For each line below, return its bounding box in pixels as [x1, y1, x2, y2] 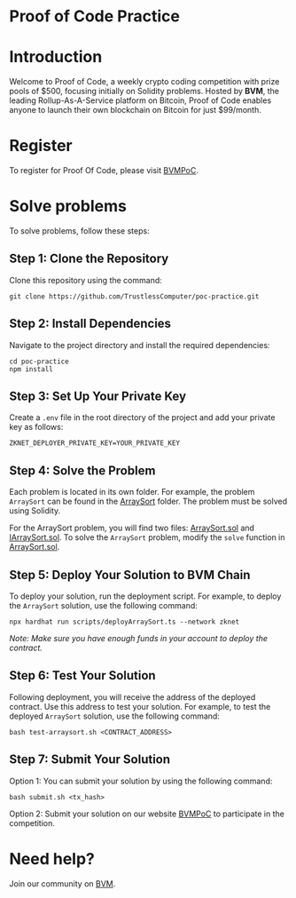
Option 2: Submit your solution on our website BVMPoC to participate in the [9, 808, 285, 819]
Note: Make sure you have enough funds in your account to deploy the [9, 633, 269, 644]
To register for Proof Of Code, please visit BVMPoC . [9, 165, 199, 176]
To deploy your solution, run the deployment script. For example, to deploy [9, 591, 282, 601]
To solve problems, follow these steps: [9, 226, 150, 236]
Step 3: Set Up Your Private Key [9, 389, 187, 404]
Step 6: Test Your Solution [9, 668, 157, 683]
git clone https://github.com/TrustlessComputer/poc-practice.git [9, 291, 260, 301]
